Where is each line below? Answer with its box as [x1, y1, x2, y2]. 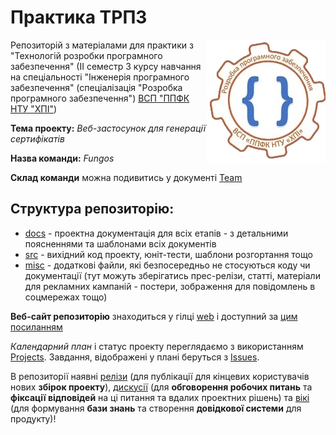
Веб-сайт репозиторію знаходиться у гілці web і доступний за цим [10, 310, 298, 322]
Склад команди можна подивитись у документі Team [10, 171, 243, 183]
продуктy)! [10, 412, 57, 425]
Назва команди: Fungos [10, 152, 115, 164]
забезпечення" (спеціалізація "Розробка [10, 81, 183, 93]
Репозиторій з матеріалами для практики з [10, 39, 194, 51]
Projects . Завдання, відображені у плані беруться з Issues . [10, 351, 260, 363]
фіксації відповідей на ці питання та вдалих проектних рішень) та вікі [10, 391, 310, 403]
